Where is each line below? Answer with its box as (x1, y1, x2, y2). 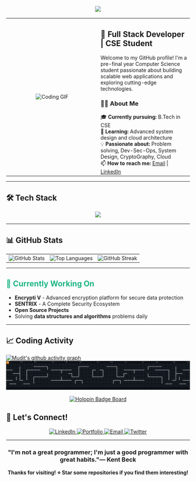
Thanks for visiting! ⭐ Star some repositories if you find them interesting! (8, 469, 188, 476)
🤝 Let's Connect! (6, 412, 68, 422)
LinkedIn (100, 168, 121, 175)
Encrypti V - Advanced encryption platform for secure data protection (14, 294, 184, 301)
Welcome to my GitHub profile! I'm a (100, 54, 187, 61)
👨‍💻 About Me (100, 99, 139, 108)
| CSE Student (100, 39, 153, 48)
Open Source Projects (14, 307, 69, 314)
